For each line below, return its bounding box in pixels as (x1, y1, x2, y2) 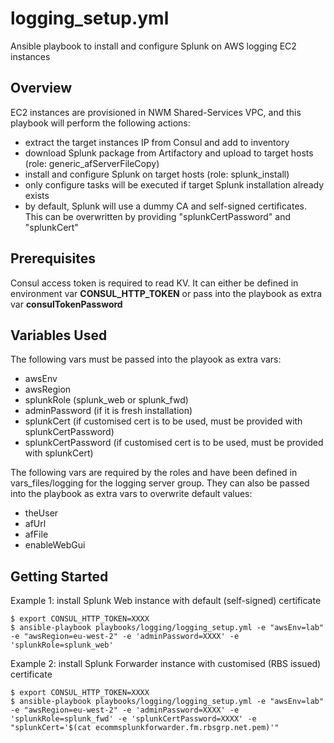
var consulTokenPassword (10, 298, 123, 310)
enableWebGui (24, 539, 86, 551)
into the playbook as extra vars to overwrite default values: (10, 488, 253, 500)
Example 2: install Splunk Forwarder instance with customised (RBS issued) (10, 658, 322, 670)
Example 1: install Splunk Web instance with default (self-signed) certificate (10, 595, 322, 607)
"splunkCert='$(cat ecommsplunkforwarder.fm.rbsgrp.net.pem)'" (10, 723, 280, 733)
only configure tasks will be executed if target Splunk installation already (24, 178, 325, 191)
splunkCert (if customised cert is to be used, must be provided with (24, 415, 303, 427)
